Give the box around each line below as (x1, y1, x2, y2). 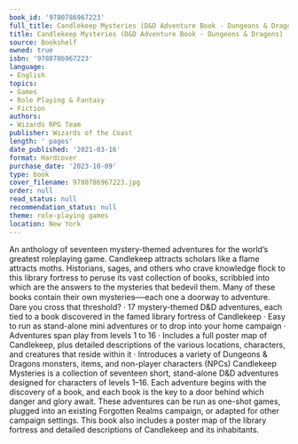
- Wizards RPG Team (9, 121, 82, 130)
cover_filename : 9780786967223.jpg (9, 178, 141, 187)
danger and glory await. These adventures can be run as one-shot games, (9, 396, 281, 407)
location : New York (9, 219, 82, 228)
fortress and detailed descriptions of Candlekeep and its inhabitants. (9, 424, 260, 435)
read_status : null (9, 194, 77, 204)
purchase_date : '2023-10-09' (9, 162, 117, 170)
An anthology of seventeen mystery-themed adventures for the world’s (9, 243, 269, 254)
